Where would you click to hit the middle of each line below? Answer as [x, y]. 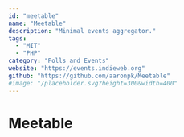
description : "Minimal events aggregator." [82, 31]
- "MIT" [29, 46]
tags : [17, 38]
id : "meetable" [34, 16]
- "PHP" [29, 53]
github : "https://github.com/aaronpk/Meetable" [90, 76]
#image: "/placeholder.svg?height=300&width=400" [93, 83]
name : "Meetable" [37, 23]
